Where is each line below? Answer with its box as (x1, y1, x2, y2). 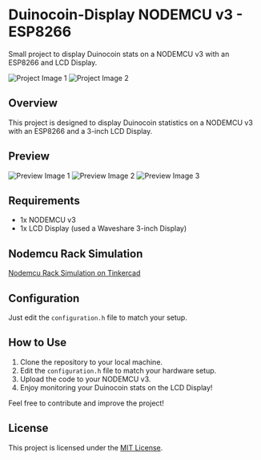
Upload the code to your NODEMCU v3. (19, 374, 151, 384)
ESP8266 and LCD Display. (8, 58, 98, 67)
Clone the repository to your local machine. (19, 357, 163, 366)
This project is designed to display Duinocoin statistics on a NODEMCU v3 (8, 118, 254, 127)
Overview (8, 96, 58, 110)
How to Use (8, 336, 67, 349)
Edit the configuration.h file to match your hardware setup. (19, 365, 217, 375)
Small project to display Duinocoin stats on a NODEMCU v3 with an (8, 49, 230, 59)
